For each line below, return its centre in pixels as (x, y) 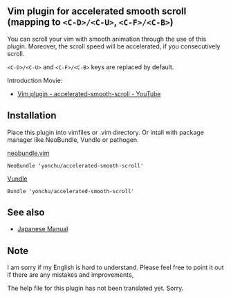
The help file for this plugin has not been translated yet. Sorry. (95, 288)
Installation (32, 116)
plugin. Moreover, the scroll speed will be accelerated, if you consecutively (114, 46)
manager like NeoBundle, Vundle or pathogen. (73, 139)
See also (26, 213)
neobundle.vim (28, 153)
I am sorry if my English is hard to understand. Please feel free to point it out (115, 268)
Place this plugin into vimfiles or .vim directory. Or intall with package (105, 132)
